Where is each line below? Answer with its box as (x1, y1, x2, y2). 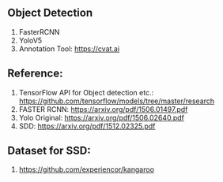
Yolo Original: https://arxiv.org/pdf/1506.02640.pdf (18, 113, 185, 122)
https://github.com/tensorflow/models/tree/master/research (18, 96, 215, 106)
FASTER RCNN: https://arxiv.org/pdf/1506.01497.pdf (18, 104, 188, 113)
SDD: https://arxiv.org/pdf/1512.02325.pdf (18, 121, 156, 131)
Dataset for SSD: (7, 144, 92, 158)
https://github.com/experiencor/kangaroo (18, 165, 155, 174)
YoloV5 (18, 35, 43, 45)
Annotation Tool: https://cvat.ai (18, 43, 120, 54)
